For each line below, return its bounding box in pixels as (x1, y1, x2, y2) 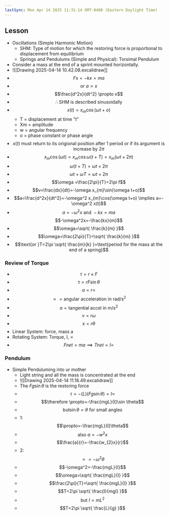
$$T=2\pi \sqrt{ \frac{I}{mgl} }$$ (58, 488, 128, 494)
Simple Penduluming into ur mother (12, 366, 87, 372)
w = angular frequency (19, 127, 68, 133)
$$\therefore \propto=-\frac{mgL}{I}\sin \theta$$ (41, 398, 145, 405)
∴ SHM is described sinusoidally (55, 99, 123, 105)
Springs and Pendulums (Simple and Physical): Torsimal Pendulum (19, 56, 159, 62)
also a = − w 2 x (77, 430, 108, 437)
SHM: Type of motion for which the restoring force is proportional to (19, 45, 162, 52)
